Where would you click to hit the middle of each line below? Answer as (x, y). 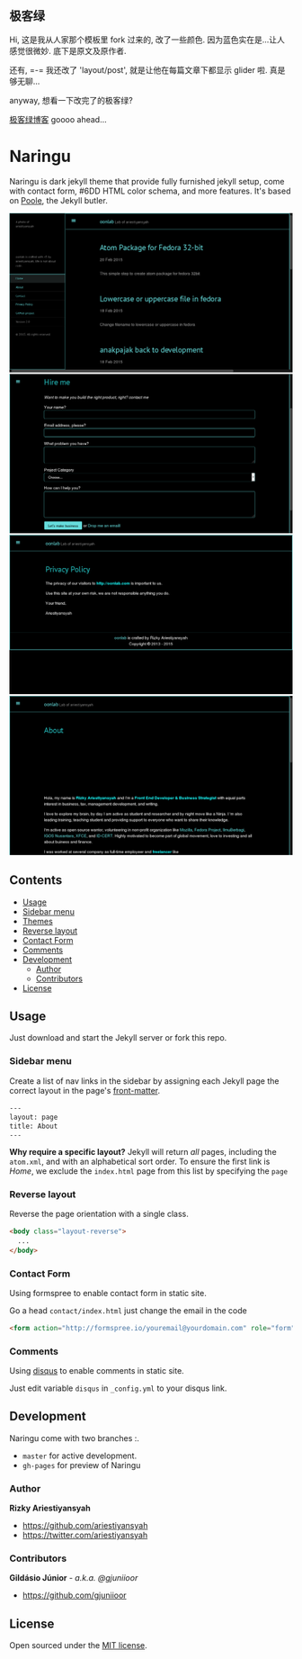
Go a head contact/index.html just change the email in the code (128, 1310)
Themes (38, 921)
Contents (36, 880)
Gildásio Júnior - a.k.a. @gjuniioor (74, 1578)
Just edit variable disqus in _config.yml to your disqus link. (118, 1388)
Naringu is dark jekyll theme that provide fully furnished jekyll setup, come (147, 181)
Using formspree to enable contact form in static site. (108, 1293)
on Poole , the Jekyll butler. (58, 200)
